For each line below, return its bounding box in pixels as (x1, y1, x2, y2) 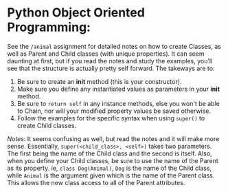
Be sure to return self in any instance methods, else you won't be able (16, 99, 220, 107)
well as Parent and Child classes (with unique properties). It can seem (7, 50, 205, 58)
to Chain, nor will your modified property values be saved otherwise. (16, 107, 212, 115)
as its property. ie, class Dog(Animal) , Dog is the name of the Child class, (7, 164, 212, 172)
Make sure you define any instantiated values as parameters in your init (16, 85, 220, 93)
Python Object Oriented (7, 5, 146, 21)
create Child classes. (16, 121, 77, 129)
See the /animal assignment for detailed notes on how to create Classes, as (7, 42, 222, 50)
